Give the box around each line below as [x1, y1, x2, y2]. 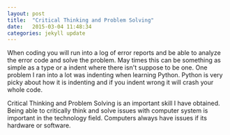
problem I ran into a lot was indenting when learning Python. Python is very [7, 71, 223, 79]
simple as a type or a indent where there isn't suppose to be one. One [7, 63, 208, 72]
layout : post [7, 10, 45, 17]
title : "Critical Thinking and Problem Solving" [7, 17, 155, 24]
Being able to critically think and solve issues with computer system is [7, 106, 208, 115]
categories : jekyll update [7, 29, 86, 37]
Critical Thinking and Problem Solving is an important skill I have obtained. [7, 99, 221, 108]
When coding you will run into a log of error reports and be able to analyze [7, 49, 221, 57]
